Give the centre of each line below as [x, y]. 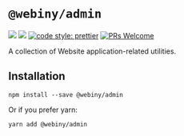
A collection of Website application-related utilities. [92, 51]
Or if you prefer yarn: [43, 110]
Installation [37, 76]
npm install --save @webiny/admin [66, 94]
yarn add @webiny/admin [48, 124]
